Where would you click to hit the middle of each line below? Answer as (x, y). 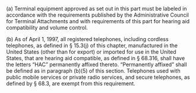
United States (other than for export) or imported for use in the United (91, 52)
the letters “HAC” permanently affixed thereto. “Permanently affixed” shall (97, 64)
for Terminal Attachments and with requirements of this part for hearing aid (98, 21)
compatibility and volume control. (47, 27)
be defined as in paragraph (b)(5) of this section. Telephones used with (93, 71)
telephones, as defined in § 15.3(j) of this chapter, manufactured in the (92, 45)
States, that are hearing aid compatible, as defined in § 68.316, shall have (96, 58)
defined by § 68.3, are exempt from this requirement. (71, 83)
